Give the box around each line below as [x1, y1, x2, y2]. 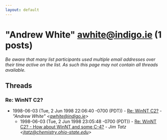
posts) [5, 40, 33, 51]
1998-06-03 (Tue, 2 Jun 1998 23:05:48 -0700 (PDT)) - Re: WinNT [20, 118, 157, 124]
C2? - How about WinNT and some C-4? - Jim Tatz [20, 124, 127, 130]
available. [5, 67, 26, 73]
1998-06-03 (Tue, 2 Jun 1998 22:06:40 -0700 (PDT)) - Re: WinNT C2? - [12, 108, 162, 114]
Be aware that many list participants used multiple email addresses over [5, 56, 156, 62]
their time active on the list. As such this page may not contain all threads [5, 61, 158, 68]
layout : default [5, 7, 39, 13]
